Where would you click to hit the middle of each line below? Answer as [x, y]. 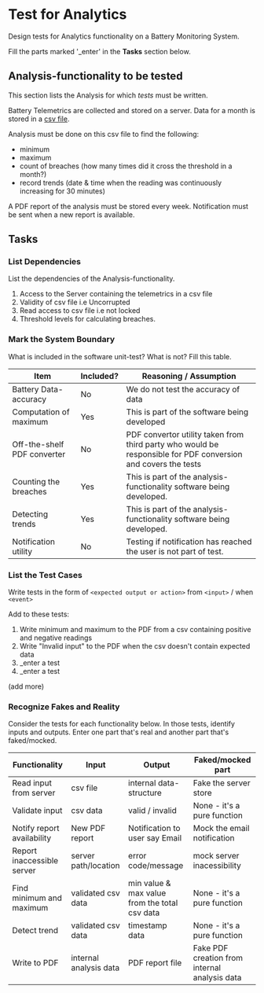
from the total [153, 903]
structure [145, 793]
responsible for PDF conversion [184, 454]
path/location [95, 866]
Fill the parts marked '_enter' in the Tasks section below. [99, 51]
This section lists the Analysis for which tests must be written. [108, 95]
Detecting [30, 514]
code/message [156, 866]
